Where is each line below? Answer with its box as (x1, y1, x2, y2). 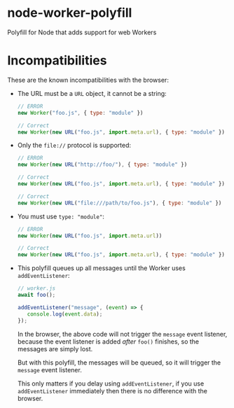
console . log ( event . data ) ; (27, 310, 103, 318)
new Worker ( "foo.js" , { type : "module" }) (17, 109, 144, 116)
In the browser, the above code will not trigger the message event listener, (17, 330, 228, 338)
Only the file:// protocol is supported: (17, 141, 132, 150)
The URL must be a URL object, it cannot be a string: (17, 89, 167, 97)
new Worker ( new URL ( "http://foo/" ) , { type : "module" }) (17, 161, 188, 169)
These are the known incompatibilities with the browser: (7, 76, 170, 84)
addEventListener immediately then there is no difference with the (17, 386, 208, 395)
